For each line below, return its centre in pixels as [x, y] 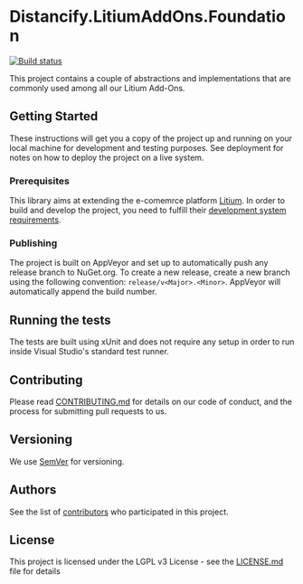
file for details [35, 571]
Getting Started [54, 116]
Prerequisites [39, 181]
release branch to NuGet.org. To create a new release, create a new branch [150, 272]
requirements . [35, 220]
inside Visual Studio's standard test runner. [89, 352]
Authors [33, 490]
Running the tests [60, 320]
